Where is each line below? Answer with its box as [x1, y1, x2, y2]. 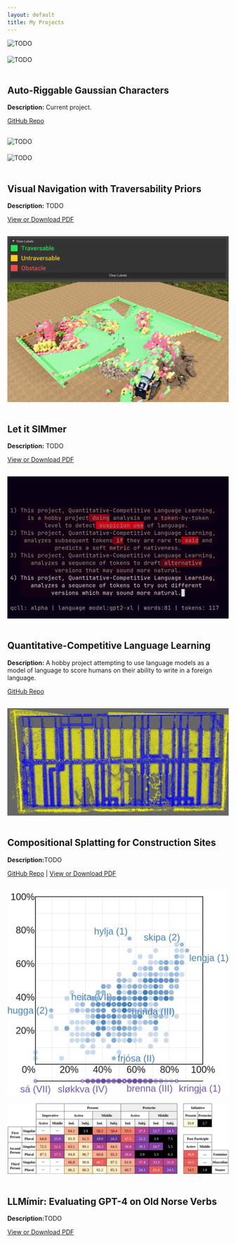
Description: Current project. [7, 103, 92, 112]
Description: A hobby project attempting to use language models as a [7, 658, 210, 667]
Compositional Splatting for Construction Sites [7, 837, 216, 849]
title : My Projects [7, 18, 65, 26]
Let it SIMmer [7, 423, 67, 436]
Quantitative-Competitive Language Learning [7, 640, 211, 652]
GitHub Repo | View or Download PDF [7, 869, 117, 878]
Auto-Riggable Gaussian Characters [7, 84, 169, 96]
